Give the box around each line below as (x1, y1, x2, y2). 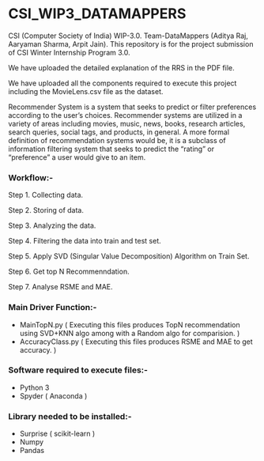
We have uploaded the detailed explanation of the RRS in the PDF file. (8, 62, 235, 72)
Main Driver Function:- (8, 302, 97, 313)
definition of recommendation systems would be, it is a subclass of (8, 135, 227, 145)
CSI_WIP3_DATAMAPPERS (8, 5, 187, 23)
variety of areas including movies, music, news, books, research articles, (8, 119, 246, 128)
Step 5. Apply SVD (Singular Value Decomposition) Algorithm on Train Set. (8, 251, 250, 261)
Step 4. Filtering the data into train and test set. (8, 236, 161, 246)
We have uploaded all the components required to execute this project (8, 78, 237, 88)
